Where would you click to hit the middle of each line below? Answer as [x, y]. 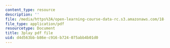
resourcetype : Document [30, 28]
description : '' [22, 14]
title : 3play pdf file [29, 33]
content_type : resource [30, 10]
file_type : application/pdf [35, 24]
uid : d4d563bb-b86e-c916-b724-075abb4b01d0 [52, 38]
